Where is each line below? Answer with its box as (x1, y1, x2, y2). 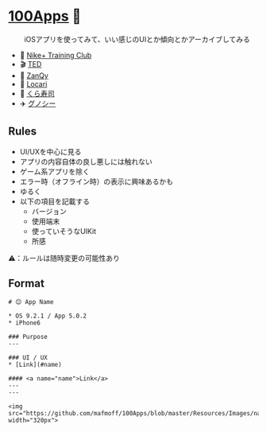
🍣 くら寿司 (19, 88, 55, 98)
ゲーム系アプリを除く (19, 166, 90, 176)
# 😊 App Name (8, 298, 54, 306)
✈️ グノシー (19, 99, 56, 108)
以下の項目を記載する (19, 197, 90, 206)
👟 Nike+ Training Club (19, 50, 92, 60)
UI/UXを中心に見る (19, 146, 82, 156)
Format (8, 277, 45, 290)
